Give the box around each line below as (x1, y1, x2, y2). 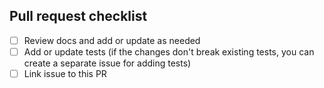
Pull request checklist (9, 8, 148, 25)
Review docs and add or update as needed (23, 34, 201, 46)
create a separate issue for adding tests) (23, 57, 192, 69)
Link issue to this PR (23, 67, 107, 79)
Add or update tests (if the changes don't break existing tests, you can (23, 45, 315, 58)
